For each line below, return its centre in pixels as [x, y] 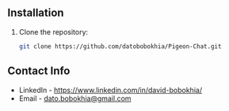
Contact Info [39, 71]
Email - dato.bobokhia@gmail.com [75, 98]
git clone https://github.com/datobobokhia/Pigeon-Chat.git [120, 46]
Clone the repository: [53, 31]
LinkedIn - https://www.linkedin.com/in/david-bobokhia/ [111, 90]
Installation [36, 13]
